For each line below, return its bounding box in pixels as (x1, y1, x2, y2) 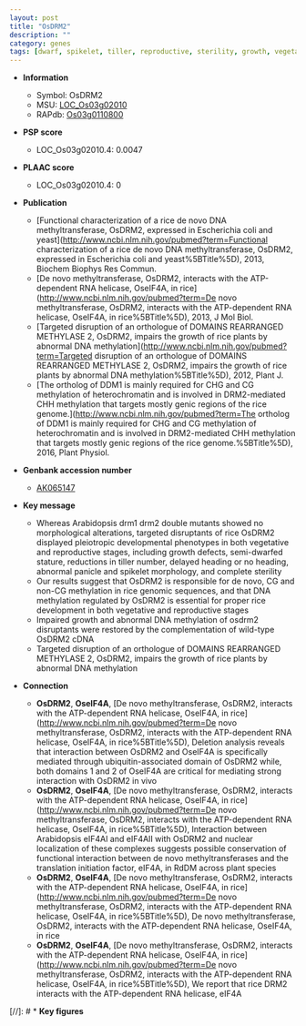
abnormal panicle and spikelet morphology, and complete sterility (36, 566, 282, 577)
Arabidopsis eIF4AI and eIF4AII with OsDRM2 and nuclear (36, 834, 253, 845)
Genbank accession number (22, 465, 132, 476)
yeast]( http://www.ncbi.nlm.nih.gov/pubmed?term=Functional (36, 234, 269, 246)
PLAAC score (22, 162, 75, 173)
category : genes (9, 38, 71, 48)
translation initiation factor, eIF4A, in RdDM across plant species (36, 862, 277, 874)
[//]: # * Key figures (9, 1006, 84, 1017)
